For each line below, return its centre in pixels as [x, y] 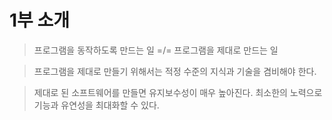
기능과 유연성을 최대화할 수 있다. [96, 105]
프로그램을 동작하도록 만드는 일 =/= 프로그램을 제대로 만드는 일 [156, 50]
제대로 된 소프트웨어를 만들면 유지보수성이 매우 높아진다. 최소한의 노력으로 [178, 92]
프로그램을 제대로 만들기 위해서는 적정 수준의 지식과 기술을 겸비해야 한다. [175, 71]
